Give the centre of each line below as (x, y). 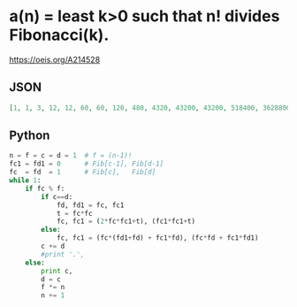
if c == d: (57, 196)
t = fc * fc (74, 213)
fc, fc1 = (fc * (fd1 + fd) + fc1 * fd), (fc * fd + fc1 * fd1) (157, 238)
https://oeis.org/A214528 (55, 59)
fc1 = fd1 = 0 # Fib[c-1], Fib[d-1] (87, 164)
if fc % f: (45, 188)
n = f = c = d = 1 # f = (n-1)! (71, 156)
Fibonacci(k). (59, 35)
